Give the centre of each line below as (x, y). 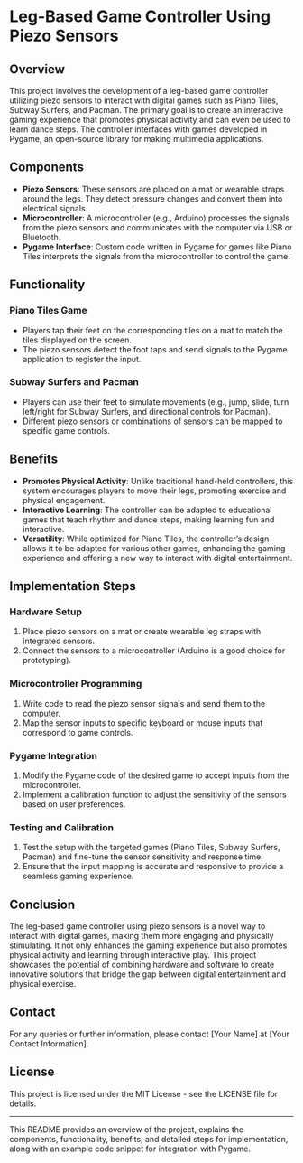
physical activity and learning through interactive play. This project (133, 955)
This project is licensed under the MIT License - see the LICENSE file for (143, 1093)
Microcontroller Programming (76, 684)
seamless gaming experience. (78, 876)
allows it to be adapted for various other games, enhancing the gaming (154, 548)
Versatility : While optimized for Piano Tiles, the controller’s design (146, 539)
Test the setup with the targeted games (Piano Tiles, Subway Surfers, (151, 848)
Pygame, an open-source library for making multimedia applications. (137, 139)
